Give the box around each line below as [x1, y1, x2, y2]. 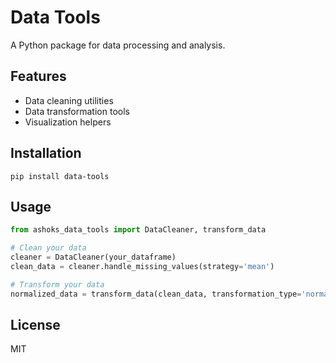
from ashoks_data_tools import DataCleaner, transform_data [10, 225, 267, 235]
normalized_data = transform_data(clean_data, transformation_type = [10, 289, 302, 299]
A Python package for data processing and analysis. [10, 39, 226, 51]
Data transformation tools [24, 105, 130, 117]
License [10, 317, 61, 334]
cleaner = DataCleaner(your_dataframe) [10, 252, 177, 263]
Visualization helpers [24, 116, 112, 128]
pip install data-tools [10, 171, 110, 181]
